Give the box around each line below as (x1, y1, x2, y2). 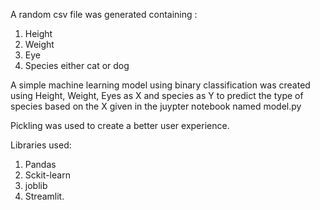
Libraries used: (10, 139, 72, 151)
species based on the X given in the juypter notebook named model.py (10, 100, 302, 112)
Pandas (24, 159, 57, 170)
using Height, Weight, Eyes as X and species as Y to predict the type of (10, 90, 304, 101)
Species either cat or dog (24, 60, 130, 71)
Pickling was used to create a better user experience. (10, 120, 230, 131)
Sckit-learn (24, 169, 71, 181)
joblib (24, 180, 48, 191)
